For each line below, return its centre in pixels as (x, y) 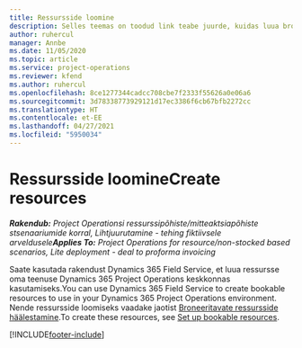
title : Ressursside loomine (62, 18)
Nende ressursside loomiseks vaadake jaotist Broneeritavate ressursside (144, 308)
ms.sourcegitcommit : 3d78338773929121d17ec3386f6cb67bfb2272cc (130, 101)
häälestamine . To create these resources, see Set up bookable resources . (145, 317)
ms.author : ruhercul (48, 85)
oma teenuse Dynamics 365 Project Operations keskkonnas (120, 279)
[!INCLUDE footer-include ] (57, 335)
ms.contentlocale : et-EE (56, 118)
